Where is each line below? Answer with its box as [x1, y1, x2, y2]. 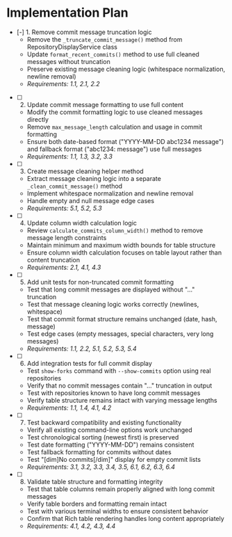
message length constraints [26, 233, 107, 241]
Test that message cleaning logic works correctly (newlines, [26, 300, 199, 308]
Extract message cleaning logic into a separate [26, 174, 161, 182]
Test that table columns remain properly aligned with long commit [26, 485, 215, 493]
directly [26, 115, 49, 123]
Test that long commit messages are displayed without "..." [26, 285, 195, 294]
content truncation [26, 255, 81, 264]
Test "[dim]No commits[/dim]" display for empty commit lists [26, 455, 201, 463]
